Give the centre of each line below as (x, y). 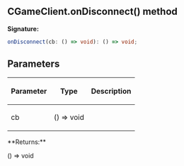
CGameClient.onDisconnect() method (93, 12)
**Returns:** (27, 142)
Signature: (23, 28)
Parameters (34, 64)
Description (111, 91)
